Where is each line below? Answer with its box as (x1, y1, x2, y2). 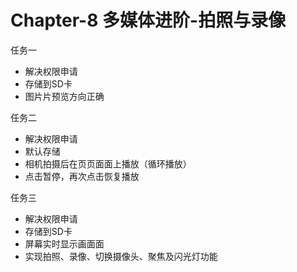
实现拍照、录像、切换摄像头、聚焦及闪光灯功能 (24, 250, 218, 262)
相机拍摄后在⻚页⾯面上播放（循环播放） (24, 157, 192, 170)
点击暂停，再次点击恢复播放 (24, 170, 140, 182)
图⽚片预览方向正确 (24, 90, 105, 102)
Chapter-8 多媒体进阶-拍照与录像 (10, 9, 287, 32)
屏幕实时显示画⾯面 (24, 237, 105, 250)
